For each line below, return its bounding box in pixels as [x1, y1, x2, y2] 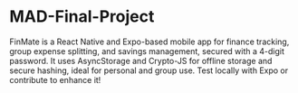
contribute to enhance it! [9, 74, 101, 85]
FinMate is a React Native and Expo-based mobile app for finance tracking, [9, 36, 290, 47]
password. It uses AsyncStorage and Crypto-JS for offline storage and [9, 55, 273, 66]
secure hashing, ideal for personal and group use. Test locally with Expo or [9, 65, 289, 76]
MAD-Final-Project [9, 6, 155, 27]
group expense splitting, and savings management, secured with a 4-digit [9, 45, 285, 56]
